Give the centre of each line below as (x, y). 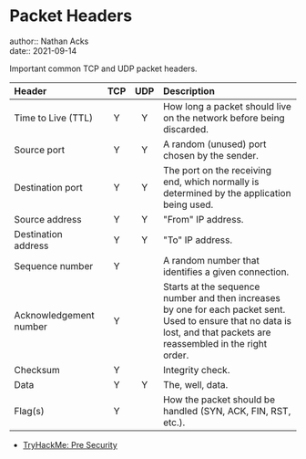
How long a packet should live (227, 106)
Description (189, 90)
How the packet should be (219, 400)
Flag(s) (30, 411)
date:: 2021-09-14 (43, 50)
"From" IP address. (203, 219)
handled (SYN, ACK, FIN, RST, (227, 411)
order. (176, 355)
